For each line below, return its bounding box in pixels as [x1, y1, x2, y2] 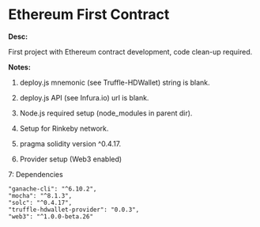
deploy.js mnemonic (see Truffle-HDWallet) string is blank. [19, 78, 211, 87]
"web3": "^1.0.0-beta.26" [8, 212, 93, 221]
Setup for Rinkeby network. [19, 123, 109, 133]
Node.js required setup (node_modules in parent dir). [19, 108, 193, 118]
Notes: [8, 62, 32, 72]
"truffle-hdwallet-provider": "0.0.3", [8, 206, 140, 214]
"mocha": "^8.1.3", [8, 191, 73, 199]
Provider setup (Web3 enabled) [19, 154, 122, 164]
